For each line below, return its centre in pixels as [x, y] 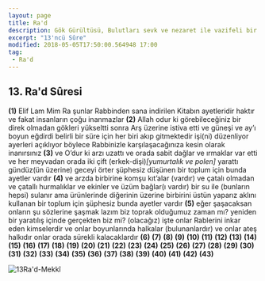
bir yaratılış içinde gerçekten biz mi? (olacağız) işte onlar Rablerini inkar [125, 220]
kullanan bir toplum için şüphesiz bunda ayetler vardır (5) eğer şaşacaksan [130, 203]
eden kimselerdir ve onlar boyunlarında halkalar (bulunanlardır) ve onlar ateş [133, 228]
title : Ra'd [28, 23]
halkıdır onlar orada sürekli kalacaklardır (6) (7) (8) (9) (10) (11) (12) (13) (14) [132, 237]
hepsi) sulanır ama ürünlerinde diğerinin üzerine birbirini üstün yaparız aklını [132, 195]
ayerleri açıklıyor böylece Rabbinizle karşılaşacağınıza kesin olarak [117, 144]
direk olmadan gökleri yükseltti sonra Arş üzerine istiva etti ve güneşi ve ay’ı [132, 127]
